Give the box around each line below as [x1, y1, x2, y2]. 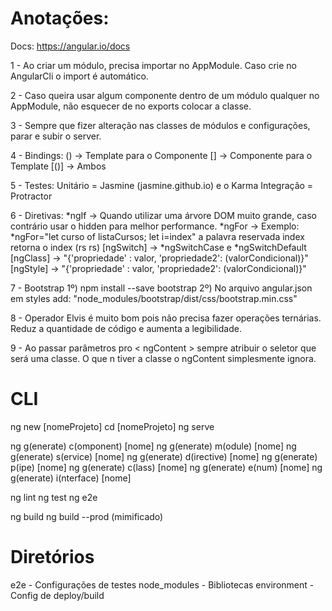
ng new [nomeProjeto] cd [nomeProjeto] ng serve [10, 420, 215, 432]
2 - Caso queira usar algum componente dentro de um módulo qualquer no [10, 89, 320, 101]
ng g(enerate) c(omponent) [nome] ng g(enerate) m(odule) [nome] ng [10, 440, 297, 452]
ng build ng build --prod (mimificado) [10, 510, 164, 522]
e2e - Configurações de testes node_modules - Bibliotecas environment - [10, 578, 315, 591]
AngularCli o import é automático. [10, 70, 149, 82]
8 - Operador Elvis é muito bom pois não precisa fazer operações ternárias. [10, 312, 322, 324]
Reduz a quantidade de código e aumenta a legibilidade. [10, 322, 242, 334]
